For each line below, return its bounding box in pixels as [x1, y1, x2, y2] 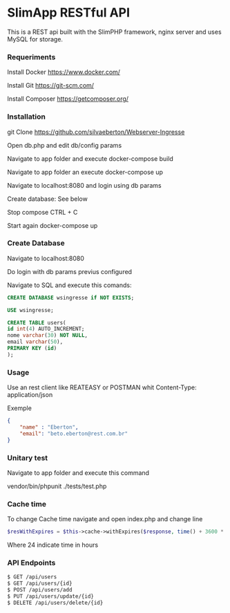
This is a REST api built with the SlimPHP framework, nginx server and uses [7, 28, 222, 36]
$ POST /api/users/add [7, 587, 73, 594]
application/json [7, 391, 53, 399]
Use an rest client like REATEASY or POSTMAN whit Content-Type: [7, 383, 197, 391]
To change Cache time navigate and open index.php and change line [7, 515, 203, 523]
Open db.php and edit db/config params [7, 141, 122, 149]
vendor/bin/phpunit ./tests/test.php [7, 482, 107, 490]
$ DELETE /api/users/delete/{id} [7, 599, 104, 606]
